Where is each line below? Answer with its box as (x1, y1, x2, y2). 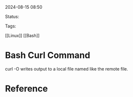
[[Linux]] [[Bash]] (5, 33, 40, 38)
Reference (5, 83, 48, 95)
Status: (5, 14, 19, 19)
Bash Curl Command (5, 50, 91, 61)
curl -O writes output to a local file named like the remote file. (5, 66, 128, 72)
